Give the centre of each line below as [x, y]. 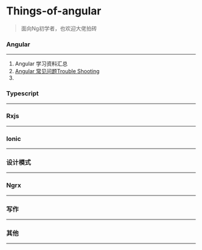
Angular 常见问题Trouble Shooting [57, 71]
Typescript [23, 94]
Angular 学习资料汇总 [41, 64]
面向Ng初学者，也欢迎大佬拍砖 [59, 28]
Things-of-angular [54, 11]
